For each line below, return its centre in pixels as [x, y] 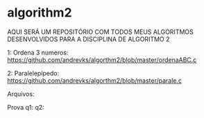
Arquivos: [21, 94]
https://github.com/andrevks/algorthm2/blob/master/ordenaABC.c [102, 59]
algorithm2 [40, 13]
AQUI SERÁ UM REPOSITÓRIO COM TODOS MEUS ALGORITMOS [100, 32]
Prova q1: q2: [26, 107]
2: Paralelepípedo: [33, 73]
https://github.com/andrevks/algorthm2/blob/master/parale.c [95, 80]
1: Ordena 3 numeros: [38, 52]
